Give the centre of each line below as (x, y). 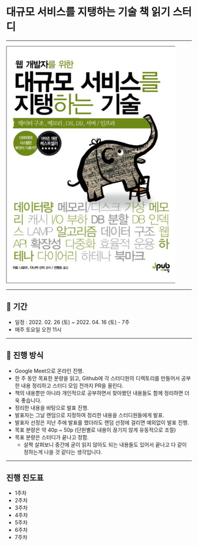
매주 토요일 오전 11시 (38, 329)
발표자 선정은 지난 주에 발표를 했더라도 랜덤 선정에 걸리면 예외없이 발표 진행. (102, 422)
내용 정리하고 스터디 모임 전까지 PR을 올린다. (72, 385)
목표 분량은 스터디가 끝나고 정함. (52, 437)
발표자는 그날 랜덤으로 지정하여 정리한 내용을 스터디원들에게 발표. (89, 415)
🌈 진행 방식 (25, 356)
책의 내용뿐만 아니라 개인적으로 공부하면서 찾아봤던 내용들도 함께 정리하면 (99, 393)
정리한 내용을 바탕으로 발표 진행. (52, 407)
